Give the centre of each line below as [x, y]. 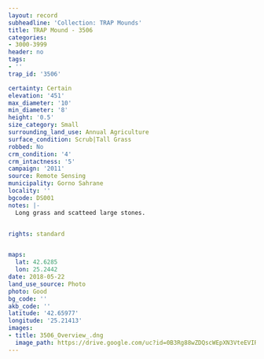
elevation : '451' [37, 95]
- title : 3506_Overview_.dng [56, 335]
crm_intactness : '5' [42, 161]
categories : [27, 37]
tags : [17, 60]
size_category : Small [44, 125]
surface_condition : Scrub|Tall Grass [70, 139]
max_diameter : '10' [40, 103]
